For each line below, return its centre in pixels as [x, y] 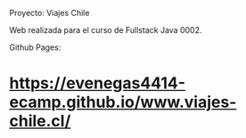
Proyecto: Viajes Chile [49, 13]
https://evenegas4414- [97, 83]
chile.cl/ [40, 122]
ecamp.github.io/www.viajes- [123, 102]
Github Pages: [35, 47]
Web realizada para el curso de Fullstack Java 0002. [106, 30]
